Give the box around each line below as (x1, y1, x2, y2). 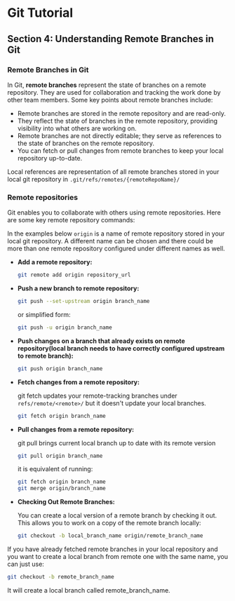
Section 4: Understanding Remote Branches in (7, 33, 214, 45)
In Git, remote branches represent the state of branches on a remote (7, 81, 207, 89)
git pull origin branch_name (17, 452, 103, 459)
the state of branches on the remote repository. (17, 139, 154, 147)
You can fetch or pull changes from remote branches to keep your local (17, 146, 224, 155)
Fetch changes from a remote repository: (17, 377, 140, 386)
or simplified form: (17, 310, 71, 318)
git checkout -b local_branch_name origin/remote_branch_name (17, 532, 203, 539)
